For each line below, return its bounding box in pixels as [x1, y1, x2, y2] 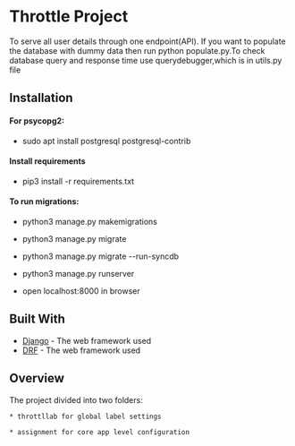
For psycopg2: [9, 115, 65, 126]
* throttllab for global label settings [9, 412, 163, 421]
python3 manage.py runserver [21, 268, 135, 279]
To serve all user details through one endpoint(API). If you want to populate [9, 36, 286, 47]
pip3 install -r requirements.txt [21, 176, 135, 186]
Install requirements [9, 156, 87, 167]
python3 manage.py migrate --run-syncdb [21, 251, 180, 262]
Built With [9, 312, 65, 327]
